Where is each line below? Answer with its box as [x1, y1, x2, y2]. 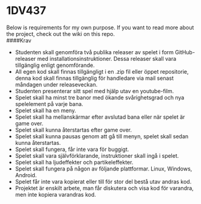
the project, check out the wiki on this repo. [6, 30, 115, 37]
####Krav [6, 37, 32, 44]
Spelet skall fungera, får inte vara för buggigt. [15, 146, 129, 153]
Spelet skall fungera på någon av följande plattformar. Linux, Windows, [15, 165, 192, 172]
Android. [15, 171, 37, 178]
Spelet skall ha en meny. [15, 107, 77, 114]
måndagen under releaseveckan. [15, 80, 98, 88]
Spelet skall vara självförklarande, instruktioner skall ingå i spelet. [15, 152, 179, 159]
